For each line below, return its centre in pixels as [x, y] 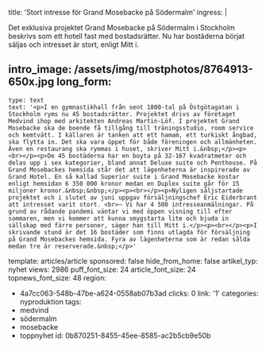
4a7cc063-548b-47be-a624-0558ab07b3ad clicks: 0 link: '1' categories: [139, 293]
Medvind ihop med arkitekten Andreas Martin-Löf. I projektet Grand [124, 121]
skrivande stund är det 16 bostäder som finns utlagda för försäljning [129, 232]
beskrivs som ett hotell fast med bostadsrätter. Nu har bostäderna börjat [126, 36]
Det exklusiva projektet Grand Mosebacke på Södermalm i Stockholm [122, 27]
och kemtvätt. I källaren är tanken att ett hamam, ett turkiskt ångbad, [133, 135]
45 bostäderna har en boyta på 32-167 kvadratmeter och [152, 156]
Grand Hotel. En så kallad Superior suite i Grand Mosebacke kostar [124, 176]
